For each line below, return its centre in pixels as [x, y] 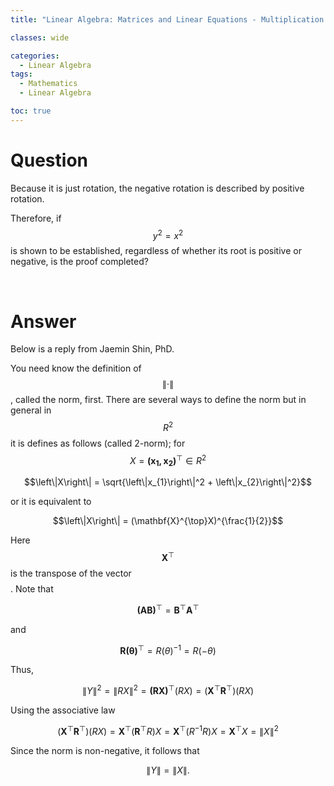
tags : [21, 74]
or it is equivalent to [51, 502]
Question [49, 160]
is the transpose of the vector [71, 573]
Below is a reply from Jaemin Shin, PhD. [92, 349]
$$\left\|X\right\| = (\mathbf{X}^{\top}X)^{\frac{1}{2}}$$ [168, 521]
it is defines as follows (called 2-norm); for [98, 443]
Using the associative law [63, 710]
